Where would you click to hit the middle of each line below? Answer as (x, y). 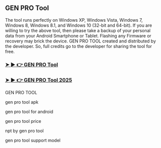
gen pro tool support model (33, 141)
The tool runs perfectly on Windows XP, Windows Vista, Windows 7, (74, 20)
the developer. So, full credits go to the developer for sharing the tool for (79, 46)
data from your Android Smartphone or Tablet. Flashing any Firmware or (78, 36)
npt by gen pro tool (24, 131)
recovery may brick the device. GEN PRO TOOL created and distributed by (80, 41)
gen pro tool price (23, 121)
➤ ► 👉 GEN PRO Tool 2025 (39, 80)
